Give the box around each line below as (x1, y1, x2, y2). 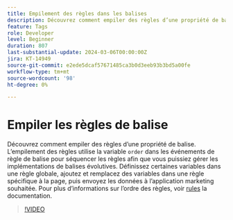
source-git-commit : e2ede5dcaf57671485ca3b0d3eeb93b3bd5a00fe (7, 62, 191, 69)
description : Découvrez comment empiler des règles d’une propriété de (7, 17, 218, 24)
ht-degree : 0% (7, 81, 49, 88)
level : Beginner (7, 36, 54, 43)
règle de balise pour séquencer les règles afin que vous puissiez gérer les (7, 155, 218, 163)
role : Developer (7, 29, 54, 37)
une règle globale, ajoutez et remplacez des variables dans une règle (7, 169, 205, 178)
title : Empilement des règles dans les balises (7, 10, 148, 17)
